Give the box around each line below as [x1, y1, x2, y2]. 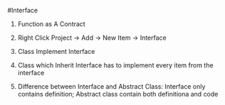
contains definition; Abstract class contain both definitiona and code [17, 90, 219, 98]
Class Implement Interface [17, 48, 95, 55]
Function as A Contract [17, 20, 85, 28]
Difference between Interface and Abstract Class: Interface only [17, 82, 206, 91]
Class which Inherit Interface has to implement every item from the [17, 61, 214, 70]
